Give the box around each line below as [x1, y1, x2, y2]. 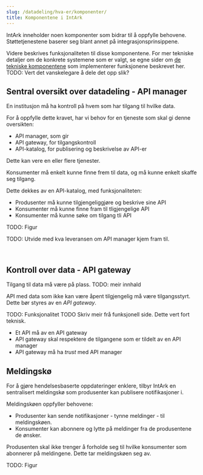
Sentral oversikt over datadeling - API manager [6, 86, 187, 97]
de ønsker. [15, 431, 42, 439]
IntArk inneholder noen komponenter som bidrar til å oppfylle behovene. [6, 31, 187, 38]
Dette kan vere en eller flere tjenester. [6, 157, 101, 165]
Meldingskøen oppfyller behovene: [6, 400, 93, 408]
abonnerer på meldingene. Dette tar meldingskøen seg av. [6, 449, 151, 457]
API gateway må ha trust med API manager [15, 349, 122, 356]
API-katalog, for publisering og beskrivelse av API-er [15, 145, 147, 152]
